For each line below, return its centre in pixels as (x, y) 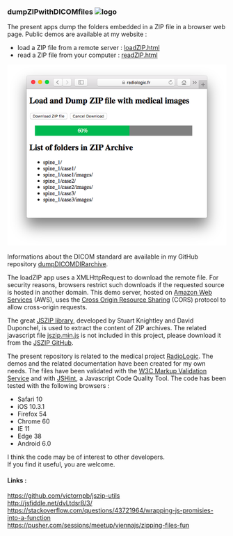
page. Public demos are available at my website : (77, 34)
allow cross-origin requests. (47, 307)
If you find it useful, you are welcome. (61, 464)
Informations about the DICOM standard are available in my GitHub (103, 257)
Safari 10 (30, 399)
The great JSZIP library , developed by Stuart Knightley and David (101, 320)
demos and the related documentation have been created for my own (107, 364)
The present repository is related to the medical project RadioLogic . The (110, 356)
